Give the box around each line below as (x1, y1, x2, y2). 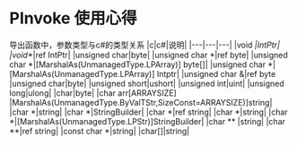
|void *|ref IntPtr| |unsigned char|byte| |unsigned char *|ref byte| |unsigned (9, 49, 289, 60)
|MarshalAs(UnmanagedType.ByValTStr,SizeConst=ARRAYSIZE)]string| (9, 97, 273, 107)
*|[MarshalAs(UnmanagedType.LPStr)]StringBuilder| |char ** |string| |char (9, 115, 285, 126)
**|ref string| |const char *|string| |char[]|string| (9, 125, 190, 136)
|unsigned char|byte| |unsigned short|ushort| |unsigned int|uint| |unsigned (9, 78, 284, 89)
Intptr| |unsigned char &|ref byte (156, 68, 276, 79)
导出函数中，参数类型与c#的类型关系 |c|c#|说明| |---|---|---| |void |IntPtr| (9, 39, 281, 50)
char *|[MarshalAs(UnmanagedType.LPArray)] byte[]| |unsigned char (9, 59, 266, 70)
